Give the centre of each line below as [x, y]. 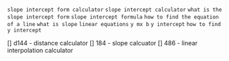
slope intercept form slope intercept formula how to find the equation [113, 17]
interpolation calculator [40, 50]
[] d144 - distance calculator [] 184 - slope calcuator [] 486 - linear [102, 43]
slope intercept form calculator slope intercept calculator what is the [114, 10]
